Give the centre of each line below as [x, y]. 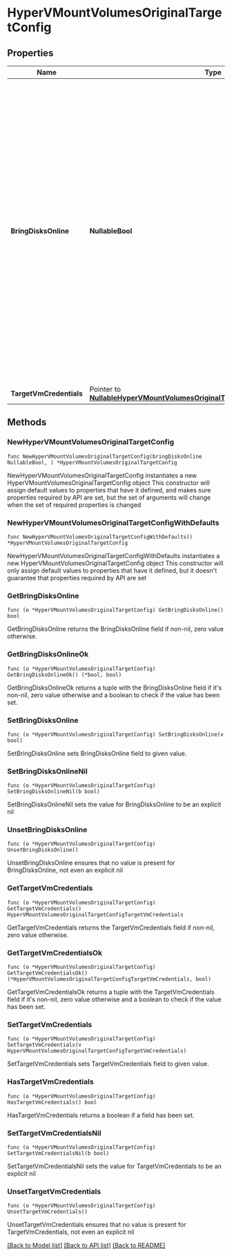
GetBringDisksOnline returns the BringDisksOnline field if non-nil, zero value [116, 629]
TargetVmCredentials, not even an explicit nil [71, 1232]
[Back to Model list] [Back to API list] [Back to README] [86, 1246]
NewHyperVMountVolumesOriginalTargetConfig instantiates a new [102, 475]
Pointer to [105, 389]
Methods [27, 422]
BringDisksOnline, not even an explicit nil [65, 870]
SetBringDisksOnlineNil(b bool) [54, 792]
